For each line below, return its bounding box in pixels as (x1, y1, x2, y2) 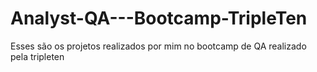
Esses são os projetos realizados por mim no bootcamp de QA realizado (10, 40, 307, 52)
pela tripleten (10, 50, 65, 62)
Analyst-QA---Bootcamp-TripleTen (10, 7, 308, 30)
